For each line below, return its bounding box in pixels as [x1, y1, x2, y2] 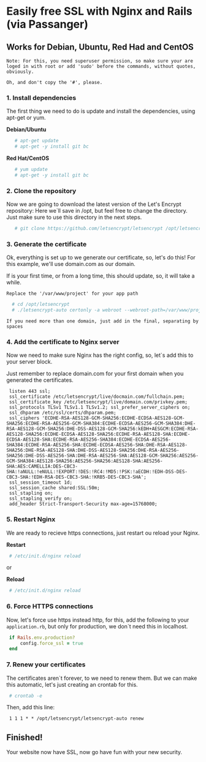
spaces [6, 324, 23, 330]
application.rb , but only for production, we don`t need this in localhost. [6, 622, 188, 630]
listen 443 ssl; [9, 388, 51, 395]
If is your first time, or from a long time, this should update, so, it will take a [6, 272, 195, 280]
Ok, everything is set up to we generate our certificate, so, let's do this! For [6, 254, 196, 261]
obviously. [6, 69, 34, 75]
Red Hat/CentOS [6, 154, 50, 162]
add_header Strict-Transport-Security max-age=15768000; [9, 501, 158, 507]
